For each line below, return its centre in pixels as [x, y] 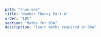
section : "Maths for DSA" [31, 23]
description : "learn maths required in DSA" [51, 27]
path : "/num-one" [23, 9]
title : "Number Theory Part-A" [37, 14]
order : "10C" [18, 18]
